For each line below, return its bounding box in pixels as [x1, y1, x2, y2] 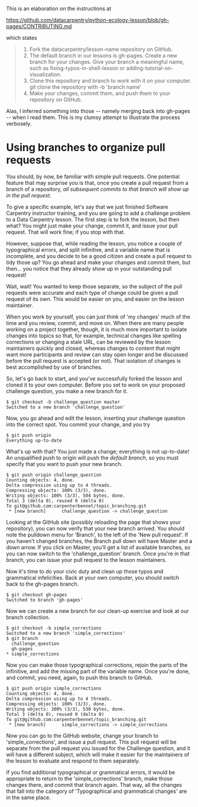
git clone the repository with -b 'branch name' [29, 83, 142, 91]
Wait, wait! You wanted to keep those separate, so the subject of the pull [6, 282, 183, 290]
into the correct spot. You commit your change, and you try [6, 420, 151, 428]
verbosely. [6, 120, 32, 127]
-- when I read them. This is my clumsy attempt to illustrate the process [6, 114, 180, 121]
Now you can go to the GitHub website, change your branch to [6, 732, 158, 739]
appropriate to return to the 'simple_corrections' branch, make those [6, 775, 173, 782]
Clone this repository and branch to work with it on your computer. [29, 77, 192, 84]
